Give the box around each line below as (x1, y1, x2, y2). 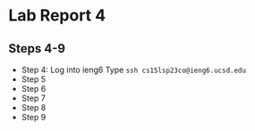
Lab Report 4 (8, 5, 106, 26)
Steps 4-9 (8, 41, 66, 56)
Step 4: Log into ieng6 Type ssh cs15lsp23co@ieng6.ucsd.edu (21, 64, 247, 75)
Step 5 (21, 74, 47, 85)
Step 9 (21, 112, 47, 122)
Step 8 (21, 102, 47, 112)
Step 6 (21, 84, 47, 94)
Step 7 (21, 93, 46, 103)
